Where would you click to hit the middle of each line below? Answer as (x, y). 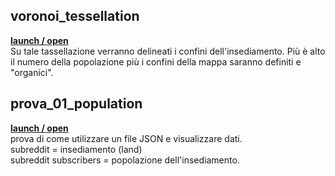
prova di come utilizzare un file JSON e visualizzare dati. (126, 138)
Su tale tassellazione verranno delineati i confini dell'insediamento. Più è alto (168, 51)
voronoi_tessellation (75, 16)
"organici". (32, 72)
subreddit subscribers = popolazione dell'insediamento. (125, 160)
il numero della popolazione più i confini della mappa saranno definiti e (156, 61)
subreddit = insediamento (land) (76, 149)
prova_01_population (76, 104)
